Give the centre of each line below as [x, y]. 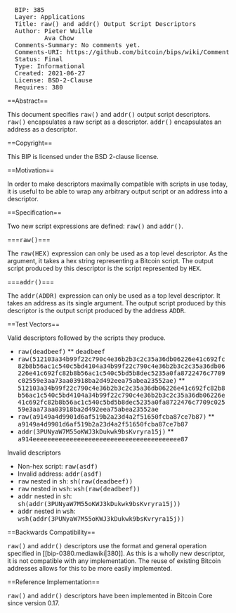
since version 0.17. [33, 603]
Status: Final [39, 59]
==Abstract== [28, 101]
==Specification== [34, 213]
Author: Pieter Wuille [53, 31]
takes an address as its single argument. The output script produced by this [117, 303]
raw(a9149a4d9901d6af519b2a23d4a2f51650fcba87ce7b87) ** [116, 417]
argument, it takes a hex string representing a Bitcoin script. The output [111, 261]
